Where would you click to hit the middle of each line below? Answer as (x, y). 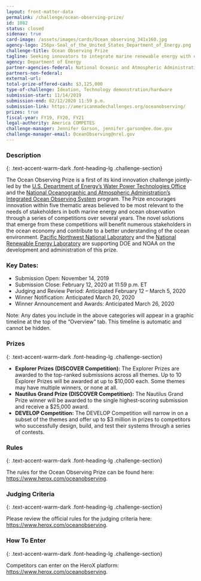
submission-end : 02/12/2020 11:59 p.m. (56, 101)
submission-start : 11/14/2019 (44, 95)
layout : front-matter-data (40, 12)
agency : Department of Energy (44, 62)
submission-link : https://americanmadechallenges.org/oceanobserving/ (96, 106)
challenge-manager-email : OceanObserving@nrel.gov (71, 134)
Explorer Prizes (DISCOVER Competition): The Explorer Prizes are (97, 368)
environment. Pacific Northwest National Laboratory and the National (91, 237)
